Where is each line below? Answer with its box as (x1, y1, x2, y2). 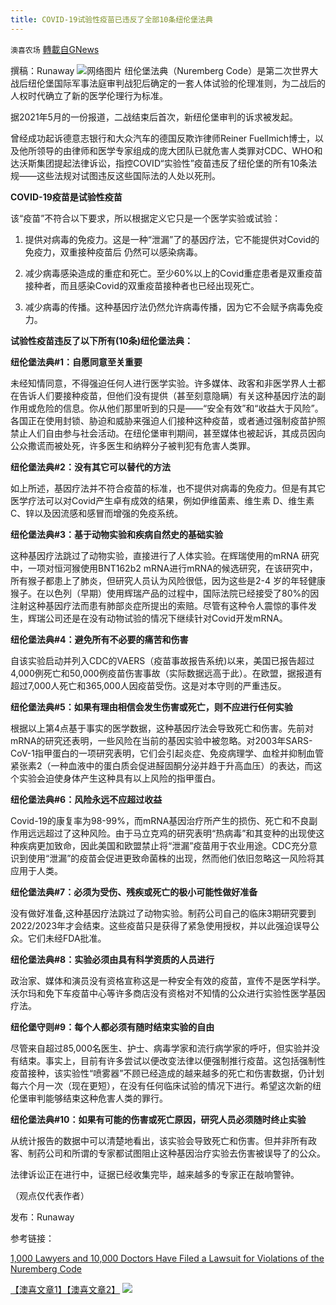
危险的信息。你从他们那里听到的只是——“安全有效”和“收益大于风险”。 (36, 402, 324, 414)
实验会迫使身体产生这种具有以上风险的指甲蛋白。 (18, 772, 221, 784)
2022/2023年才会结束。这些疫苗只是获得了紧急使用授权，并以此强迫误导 (10, 919, 312, 931)
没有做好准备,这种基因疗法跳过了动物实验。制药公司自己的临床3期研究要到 (10, 907, 317, 919)
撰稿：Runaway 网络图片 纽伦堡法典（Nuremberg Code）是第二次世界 (10, 64, 310, 76)
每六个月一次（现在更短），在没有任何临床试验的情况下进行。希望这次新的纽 (10, 1079, 322, 1091)
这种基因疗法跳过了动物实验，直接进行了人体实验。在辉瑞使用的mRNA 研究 (10, 549, 320, 561)
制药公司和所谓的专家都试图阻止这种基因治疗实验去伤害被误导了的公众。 (27, 1147, 326, 1159)
